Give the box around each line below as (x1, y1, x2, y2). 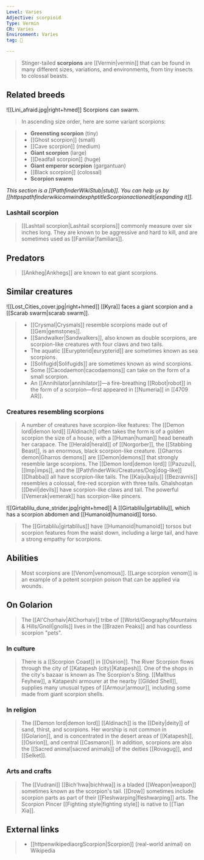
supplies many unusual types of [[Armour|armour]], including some (21, 683, 191, 691)
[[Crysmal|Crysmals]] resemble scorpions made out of (30, 321, 167, 328)
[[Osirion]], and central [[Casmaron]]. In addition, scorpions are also (21, 739, 192, 746)
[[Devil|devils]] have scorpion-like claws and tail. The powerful (21, 486, 178, 493)
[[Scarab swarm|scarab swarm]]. (6, 309, 90, 317)
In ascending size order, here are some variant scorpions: (21, 118, 166, 125)
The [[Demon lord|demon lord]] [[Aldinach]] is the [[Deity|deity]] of (21, 719, 190, 727)
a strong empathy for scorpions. (21, 535, 102, 543)
